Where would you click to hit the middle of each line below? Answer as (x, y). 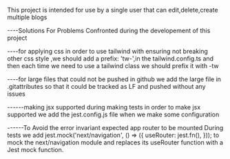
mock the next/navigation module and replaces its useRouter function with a (115, 142)
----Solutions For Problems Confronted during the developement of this (109, 31)
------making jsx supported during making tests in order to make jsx (104, 107)
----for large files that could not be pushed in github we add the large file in (114, 79)
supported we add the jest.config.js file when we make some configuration (113, 114)
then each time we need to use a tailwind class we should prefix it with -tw (113, 66)
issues (16, 94)
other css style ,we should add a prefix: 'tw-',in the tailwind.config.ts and (111, 59)
